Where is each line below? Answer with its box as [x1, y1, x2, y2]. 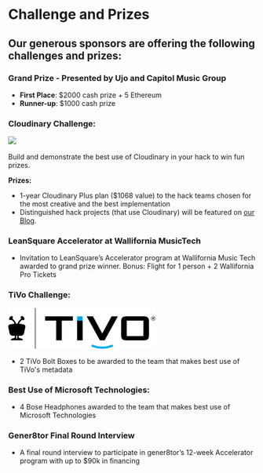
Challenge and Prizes [8, 5, 150, 24]
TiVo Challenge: [8, 289, 71, 300]
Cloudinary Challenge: [8, 118, 96, 129]
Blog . [19, 216, 37, 225]
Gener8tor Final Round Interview [8, 430, 135, 441]
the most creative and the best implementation [19, 199, 171, 209]
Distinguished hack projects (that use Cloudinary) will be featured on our [19, 208, 255, 217]
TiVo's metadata [19, 365, 73, 374]
